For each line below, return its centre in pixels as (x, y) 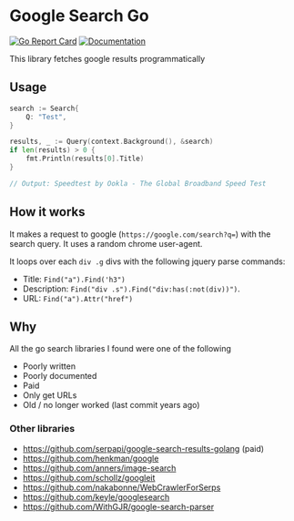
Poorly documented (60, 376)
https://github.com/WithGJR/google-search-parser (118, 506)
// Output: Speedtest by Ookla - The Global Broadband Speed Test (138, 183)
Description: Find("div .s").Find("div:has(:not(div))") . (131, 289)
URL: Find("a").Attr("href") (78, 298)
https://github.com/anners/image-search (99, 468)
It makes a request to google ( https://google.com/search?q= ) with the (140, 234)
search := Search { (44, 108)
